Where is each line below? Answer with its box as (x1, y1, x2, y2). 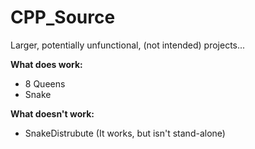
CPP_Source (10, 6, 116, 29)
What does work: (10, 58, 83, 70)
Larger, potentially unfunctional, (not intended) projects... (10, 39, 246, 51)
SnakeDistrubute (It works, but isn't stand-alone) (24, 127, 226, 139)
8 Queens (24, 77, 66, 90)
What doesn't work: (10, 107, 95, 120)
